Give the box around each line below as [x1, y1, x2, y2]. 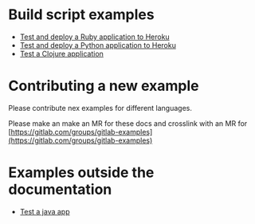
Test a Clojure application [19, 49, 104, 58]
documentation [8, 181, 112, 198]
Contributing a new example [8, 77, 199, 95]
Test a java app [19, 206, 70, 216]
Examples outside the [8, 163, 155, 182]
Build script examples [8, 6, 155, 24]
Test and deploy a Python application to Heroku [19, 40, 177, 49]
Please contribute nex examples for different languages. [8, 103, 193, 112]
